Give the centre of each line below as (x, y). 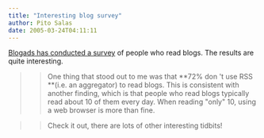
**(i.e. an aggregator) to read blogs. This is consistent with (143, 85)
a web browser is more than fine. (101, 110)
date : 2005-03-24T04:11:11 (53, 30)
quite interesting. (36, 61)
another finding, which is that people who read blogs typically (148, 94)
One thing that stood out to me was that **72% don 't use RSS (150, 77)
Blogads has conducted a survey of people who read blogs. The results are (131, 53)
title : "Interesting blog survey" (65, 15)
